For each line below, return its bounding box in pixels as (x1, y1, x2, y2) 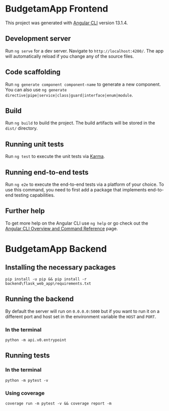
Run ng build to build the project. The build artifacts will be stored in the (5, 120, 155, 126)
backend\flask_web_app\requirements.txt (5, 281, 92, 286)
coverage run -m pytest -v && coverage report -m (5, 401, 112, 406)
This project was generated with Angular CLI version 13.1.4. (5, 20, 128, 26)
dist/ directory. (5, 125, 38, 131)
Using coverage (5, 389, 45, 396)
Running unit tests (5, 140, 64, 148)
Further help (5, 207, 45, 215)
